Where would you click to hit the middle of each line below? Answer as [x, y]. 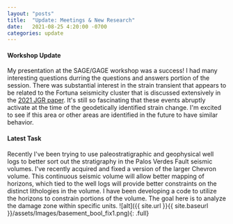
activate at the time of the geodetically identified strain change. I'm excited [114, 108]
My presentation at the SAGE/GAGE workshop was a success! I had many [112, 71]
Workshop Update [34, 55]
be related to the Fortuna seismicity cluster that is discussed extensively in [114, 93]
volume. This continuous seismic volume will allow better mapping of [106, 176]
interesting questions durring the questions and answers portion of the [109, 78]
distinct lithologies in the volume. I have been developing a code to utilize [112, 191]
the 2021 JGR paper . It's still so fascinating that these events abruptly [106, 100]
